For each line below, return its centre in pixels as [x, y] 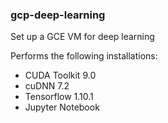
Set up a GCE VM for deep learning [82, 37]
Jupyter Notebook [62, 107]
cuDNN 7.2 [47, 86]
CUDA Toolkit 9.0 [60, 75]
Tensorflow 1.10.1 [59, 97]
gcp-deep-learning [58, 15]
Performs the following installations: [84, 56]
